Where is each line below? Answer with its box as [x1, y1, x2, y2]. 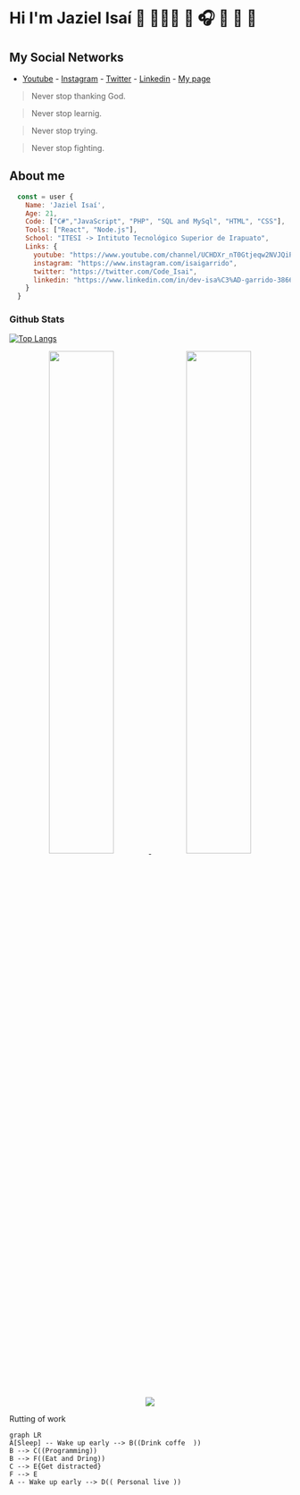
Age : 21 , [25, 208, 58, 218]
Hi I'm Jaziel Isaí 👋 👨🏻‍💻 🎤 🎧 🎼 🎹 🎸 [9, 8, 257, 29]
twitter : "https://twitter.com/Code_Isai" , [32, 266, 198, 276]
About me [9, 168, 65, 184]
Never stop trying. [30, 125, 98, 136]
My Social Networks [9, 49, 124, 64]
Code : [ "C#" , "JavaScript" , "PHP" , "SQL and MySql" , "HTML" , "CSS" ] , [25, 217, 286, 226]
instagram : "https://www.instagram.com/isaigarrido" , [32, 258, 238, 267]
